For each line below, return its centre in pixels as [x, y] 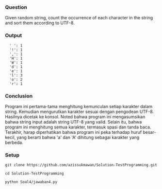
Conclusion [19, 96]
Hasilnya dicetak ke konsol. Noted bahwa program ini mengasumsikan [75, 117]
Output [14, 35]
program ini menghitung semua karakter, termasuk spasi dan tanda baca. [78, 127]
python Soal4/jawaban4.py [31, 182]
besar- [149, 132]
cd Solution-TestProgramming [34, 173]
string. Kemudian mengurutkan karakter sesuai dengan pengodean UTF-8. [80, 111]
